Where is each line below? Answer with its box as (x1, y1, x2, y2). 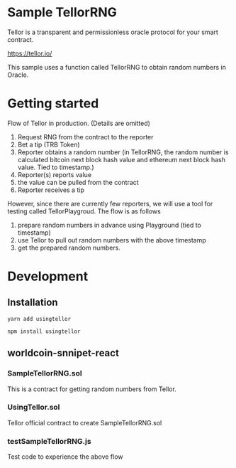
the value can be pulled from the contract (17, 178, 140, 186)
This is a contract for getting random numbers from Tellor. (7, 385, 177, 393)
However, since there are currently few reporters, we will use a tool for (7, 199, 213, 208)
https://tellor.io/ (7, 49, 52, 58)
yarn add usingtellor (7, 315, 72, 322)
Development (7, 268, 89, 284)
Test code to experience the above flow (7, 452, 123, 461)
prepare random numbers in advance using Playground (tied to (17, 220, 202, 229)
